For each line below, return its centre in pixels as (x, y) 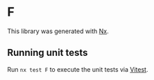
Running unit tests (48, 53)
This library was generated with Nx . (58, 31)
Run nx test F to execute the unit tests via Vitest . (78, 69)
